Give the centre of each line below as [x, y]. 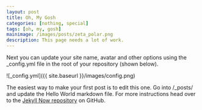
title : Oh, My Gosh [31, 18]
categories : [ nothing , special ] [47, 23]
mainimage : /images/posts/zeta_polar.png [60, 35]
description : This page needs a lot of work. [65, 40]
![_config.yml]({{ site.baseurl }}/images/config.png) [71, 76]
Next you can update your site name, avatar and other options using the [97, 57]
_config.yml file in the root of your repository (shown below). [82, 64]
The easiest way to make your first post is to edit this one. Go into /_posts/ [100, 88]
